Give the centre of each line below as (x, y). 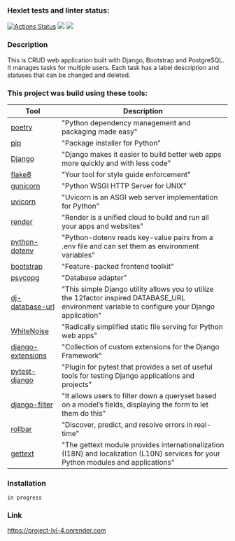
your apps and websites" (103, 226)
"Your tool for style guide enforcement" (126, 174)
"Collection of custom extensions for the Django (141, 346)
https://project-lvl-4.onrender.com (57, 531)
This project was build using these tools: (78, 93)
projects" (77, 384)
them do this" (84, 413)
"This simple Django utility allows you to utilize (138, 289)
